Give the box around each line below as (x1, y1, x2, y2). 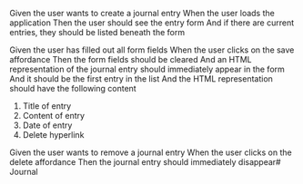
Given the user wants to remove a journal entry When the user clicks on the (9, 147, 293, 158)
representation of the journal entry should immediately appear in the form (9, 63, 285, 74)
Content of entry (22, 111, 85, 121)
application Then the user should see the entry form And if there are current (9, 17, 294, 28)
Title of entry (22, 101, 72, 111)
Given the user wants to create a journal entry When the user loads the (9, 8, 275, 18)
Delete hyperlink (22, 130, 85, 140)
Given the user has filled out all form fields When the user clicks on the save (9, 44, 295, 55)
